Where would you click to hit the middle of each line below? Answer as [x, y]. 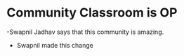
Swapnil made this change [55, 45]
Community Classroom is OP [92, 13]
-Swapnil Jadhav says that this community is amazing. [85, 32]
